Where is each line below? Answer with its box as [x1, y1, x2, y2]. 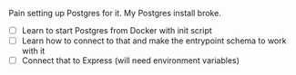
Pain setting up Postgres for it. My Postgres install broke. [8, 8, 222, 18]
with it [21, 45, 46, 57]
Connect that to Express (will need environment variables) [21, 55, 240, 66]
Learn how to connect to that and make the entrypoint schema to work [21, 35, 287, 46]
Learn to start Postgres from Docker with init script [21, 25, 213, 35]
